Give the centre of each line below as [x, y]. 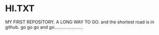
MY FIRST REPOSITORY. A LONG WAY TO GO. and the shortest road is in [80, 22]
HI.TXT [20, 9]
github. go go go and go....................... [44, 27]
